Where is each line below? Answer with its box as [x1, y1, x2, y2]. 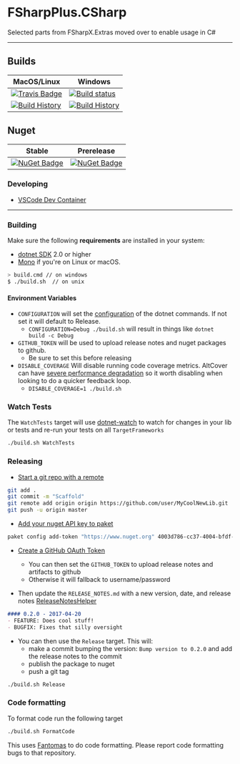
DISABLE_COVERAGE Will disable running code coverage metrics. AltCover [17, 362, 228, 370]
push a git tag [28, 667, 69, 675]
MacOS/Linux [13, 76, 61, 86]
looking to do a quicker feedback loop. [17, 377, 131, 385]
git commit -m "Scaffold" [7, 493, 84, 500]
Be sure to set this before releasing [28, 354, 132, 362]
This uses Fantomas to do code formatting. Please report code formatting [7, 740, 224, 749]
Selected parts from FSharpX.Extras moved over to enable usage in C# [7, 28, 216, 36]
